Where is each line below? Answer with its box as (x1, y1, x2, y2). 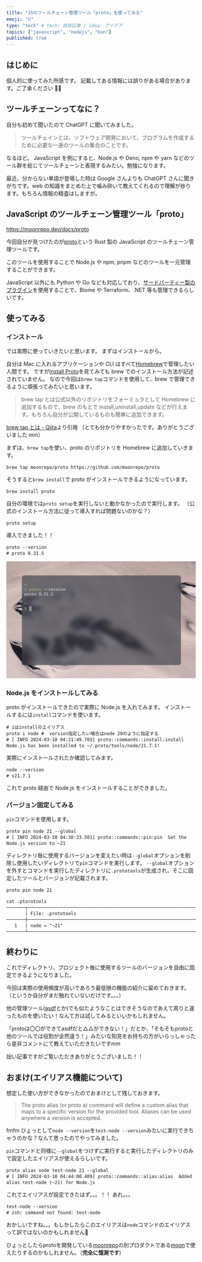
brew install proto (6, 489, 55, 495)
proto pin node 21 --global (6, 829, 77, 835)
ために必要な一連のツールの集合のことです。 (20, 141, 131, 148)
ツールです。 (11, 245, 43, 253)
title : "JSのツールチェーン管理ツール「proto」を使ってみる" (6, 10, 143, 16)
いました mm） (6, 432, 44, 439)
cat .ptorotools (6, 899, 47, 905)
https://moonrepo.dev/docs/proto (6, 225, 89, 232)
